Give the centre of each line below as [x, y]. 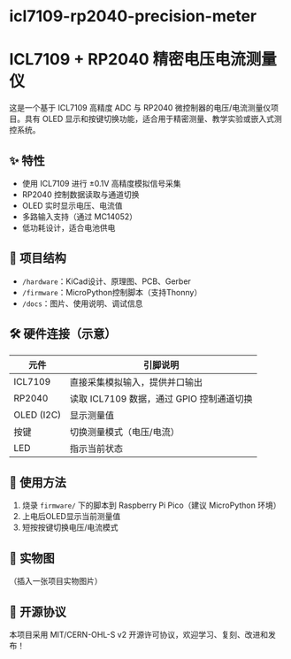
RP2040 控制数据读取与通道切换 [80, 194]
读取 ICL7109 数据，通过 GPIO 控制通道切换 [161, 398]
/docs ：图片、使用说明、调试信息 [82, 303]
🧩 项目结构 [38, 258]
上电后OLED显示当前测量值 [71, 517]
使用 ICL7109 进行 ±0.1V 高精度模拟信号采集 [101, 183]
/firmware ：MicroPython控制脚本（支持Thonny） [112, 292]
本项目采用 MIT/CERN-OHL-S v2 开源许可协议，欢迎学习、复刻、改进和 [138, 635]
